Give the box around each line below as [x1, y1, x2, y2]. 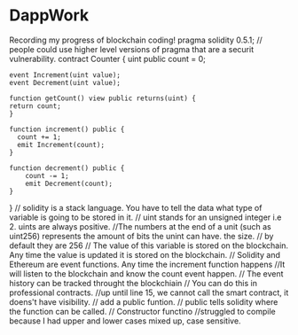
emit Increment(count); [17, 140, 105, 149]
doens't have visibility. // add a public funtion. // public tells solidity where [9, 296, 278, 307]
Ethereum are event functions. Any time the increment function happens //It [9, 259, 286, 269]
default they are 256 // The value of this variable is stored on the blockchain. [9, 240, 289, 251]
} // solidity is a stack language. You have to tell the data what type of [9, 202, 263, 213]
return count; [9, 101, 62, 111]
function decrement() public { [9, 163, 125, 173]
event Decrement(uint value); [9, 78, 122, 87]
